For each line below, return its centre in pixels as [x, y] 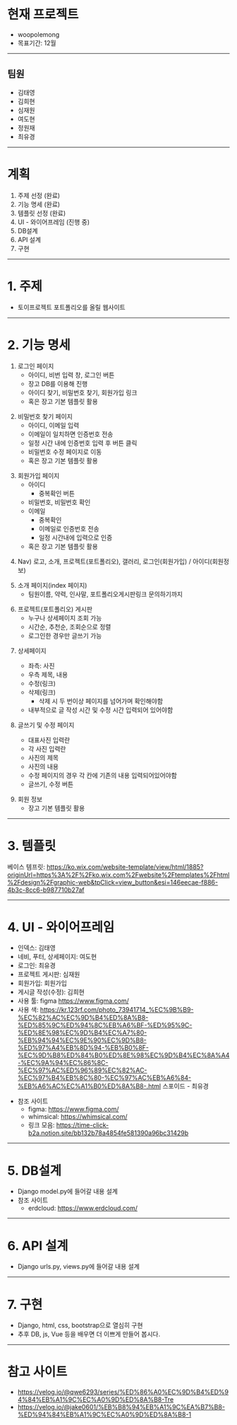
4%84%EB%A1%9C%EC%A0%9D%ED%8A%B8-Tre [96, 1400]
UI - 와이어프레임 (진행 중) [54, 222]
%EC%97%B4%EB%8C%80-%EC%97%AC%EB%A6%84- [104, 1078]
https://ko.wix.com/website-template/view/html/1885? [125, 866]
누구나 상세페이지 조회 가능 [65, 618]
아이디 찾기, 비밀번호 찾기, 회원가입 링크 [83, 392]
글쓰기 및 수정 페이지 [46, 725]
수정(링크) [42, 683]
